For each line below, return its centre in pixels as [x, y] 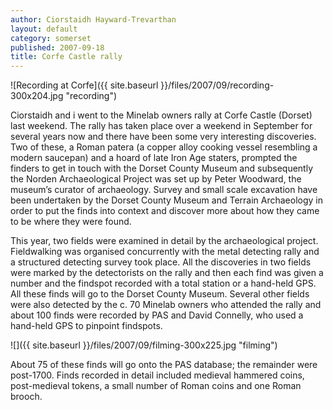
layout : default [44, 29]
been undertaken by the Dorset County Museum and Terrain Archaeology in [167, 200]
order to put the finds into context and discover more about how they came [165, 211]
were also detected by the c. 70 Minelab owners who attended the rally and [166, 305]
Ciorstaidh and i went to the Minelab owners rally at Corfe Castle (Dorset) [161, 115]
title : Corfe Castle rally [66, 57]
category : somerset [51, 38]
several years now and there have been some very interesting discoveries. [163, 137]
